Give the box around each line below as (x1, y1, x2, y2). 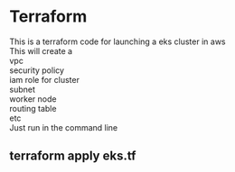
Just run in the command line (9, 122, 118, 132)
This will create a (9, 45, 73, 56)
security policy (9, 65, 65, 76)
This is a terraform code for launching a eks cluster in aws (9, 36, 226, 47)
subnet (9, 84, 36, 95)
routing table (9, 103, 57, 113)
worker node (9, 93, 57, 104)
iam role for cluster (9, 74, 80, 85)
